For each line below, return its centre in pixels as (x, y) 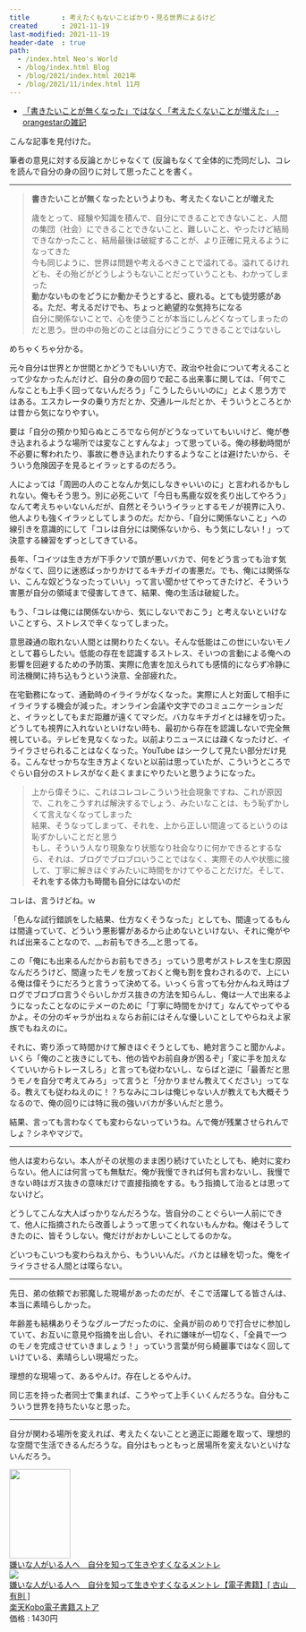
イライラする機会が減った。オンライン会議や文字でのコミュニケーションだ (146, 705)
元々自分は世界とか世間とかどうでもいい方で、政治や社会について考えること (150, 367)
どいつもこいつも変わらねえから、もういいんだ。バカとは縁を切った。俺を (146, 1254)
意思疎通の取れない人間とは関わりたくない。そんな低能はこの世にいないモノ (150, 642)
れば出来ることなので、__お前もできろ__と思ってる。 (106, 942)
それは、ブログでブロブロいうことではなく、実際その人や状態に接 (169, 859)
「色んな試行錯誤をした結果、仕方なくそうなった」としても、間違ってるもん (150, 919)
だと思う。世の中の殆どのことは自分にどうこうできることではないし (156, 329)
